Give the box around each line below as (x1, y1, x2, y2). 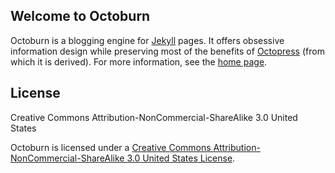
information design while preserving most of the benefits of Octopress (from (10, 45, 325, 57)
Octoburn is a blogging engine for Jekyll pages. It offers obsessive (10, 34, 285, 46)
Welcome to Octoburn (10, 8, 151, 25)
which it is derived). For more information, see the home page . (10, 55, 268, 68)
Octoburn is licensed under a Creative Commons (10, 141, 212, 153)
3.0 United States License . (126, 152, 236, 164)
